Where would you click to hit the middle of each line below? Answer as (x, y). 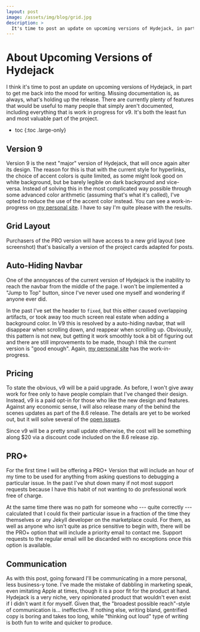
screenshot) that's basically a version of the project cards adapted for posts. (100, 247)
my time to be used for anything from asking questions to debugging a (93, 477)
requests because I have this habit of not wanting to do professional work (96, 490)
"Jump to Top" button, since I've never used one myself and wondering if (96, 292)
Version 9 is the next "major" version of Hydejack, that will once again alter (98, 163)
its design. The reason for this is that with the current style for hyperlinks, (96, 169)
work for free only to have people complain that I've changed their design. (97, 394)
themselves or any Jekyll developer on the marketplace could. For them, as (98, 520)
